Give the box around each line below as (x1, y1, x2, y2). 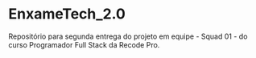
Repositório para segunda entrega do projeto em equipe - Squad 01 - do (8, 31, 248, 41)
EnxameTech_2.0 (8, 5, 126, 23)
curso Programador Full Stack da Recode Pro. (8, 39, 160, 49)
